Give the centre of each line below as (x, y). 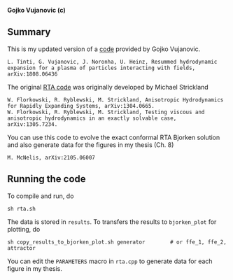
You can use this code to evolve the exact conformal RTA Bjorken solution (114, 137)
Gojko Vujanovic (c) (37, 10)
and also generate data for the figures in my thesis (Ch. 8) (91, 145)
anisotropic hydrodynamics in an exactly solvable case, (92, 118)
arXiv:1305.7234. (33, 124)
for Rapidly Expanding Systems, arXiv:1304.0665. (81, 106)
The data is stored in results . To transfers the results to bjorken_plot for (112, 222)
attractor (22, 248)
